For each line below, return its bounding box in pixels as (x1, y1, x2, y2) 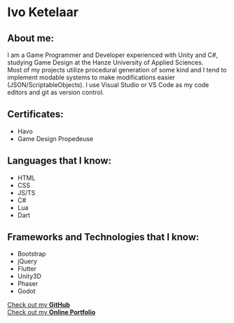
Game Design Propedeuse (17, 134, 93, 143)
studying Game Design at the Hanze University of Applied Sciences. (7, 58, 204, 67)
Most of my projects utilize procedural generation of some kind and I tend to (7, 66, 227, 74)
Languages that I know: (7, 155, 112, 167)
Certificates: (7, 108, 64, 120)
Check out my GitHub (7, 301, 70, 309)
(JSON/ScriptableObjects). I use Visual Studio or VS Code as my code (7, 81, 209, 88)
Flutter (17, 265, 37, 273)
